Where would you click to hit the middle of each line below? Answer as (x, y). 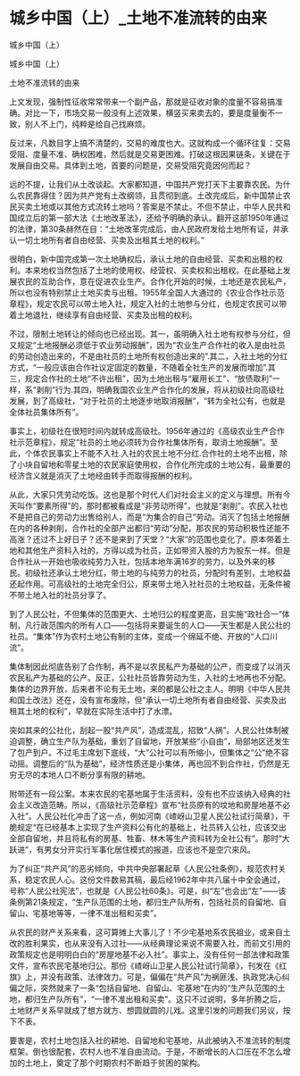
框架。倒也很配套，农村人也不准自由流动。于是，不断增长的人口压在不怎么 (146, 1051)
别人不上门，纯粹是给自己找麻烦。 (87, 124)
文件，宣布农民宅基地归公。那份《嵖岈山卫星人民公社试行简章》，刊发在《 (144, 965)
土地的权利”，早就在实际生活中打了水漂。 (101, 711)
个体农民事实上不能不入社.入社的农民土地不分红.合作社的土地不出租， (152, 453)
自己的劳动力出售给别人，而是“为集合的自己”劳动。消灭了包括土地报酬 (161, 517)
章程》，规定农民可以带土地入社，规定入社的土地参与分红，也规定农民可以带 (148, 304)
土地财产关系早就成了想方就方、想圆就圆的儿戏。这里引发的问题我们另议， (146, 1010)
